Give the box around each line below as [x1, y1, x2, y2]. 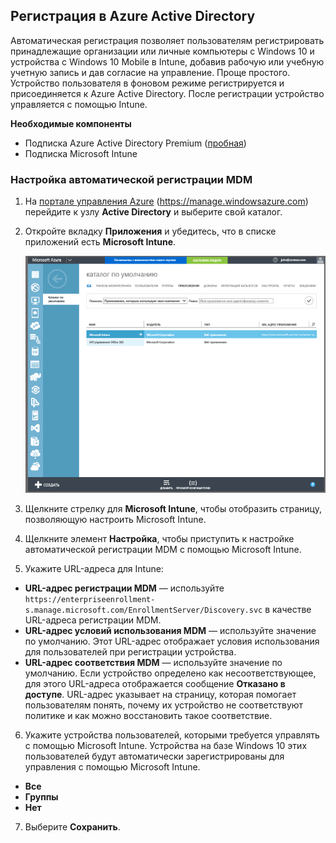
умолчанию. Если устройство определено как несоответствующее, [24, 667, 317, 679]
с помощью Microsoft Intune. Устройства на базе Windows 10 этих [24, 740, 308, 752]
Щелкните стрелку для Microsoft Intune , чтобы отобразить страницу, [24, 503, 322, 515]
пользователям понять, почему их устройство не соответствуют [24, 699, 304, 711]
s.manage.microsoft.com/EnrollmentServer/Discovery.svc [24, 605, 263, 616]
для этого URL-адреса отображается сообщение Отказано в [24, 678, 286, 690]
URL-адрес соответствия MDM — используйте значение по [24, 657, 283, 669]
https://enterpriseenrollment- [24, 595, 156, 605]
